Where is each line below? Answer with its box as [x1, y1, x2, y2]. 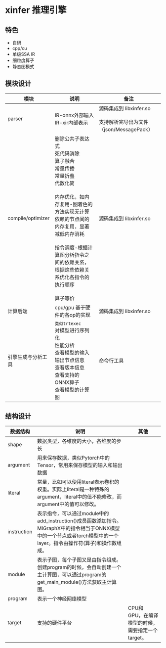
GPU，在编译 [127, 612, 159, 619]
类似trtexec [54, 321, 82, 326]
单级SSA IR [12, 51, 36, 57]
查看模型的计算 [54, 386, 90, 393]
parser [7, 115, 23, 122]
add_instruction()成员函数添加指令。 [37, 517, 122, 524]
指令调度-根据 [54, 244, 88, 251]
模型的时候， [127, 619, 158, 626]
